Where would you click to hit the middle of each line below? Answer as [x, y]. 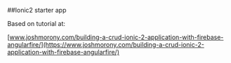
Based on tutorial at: [36, 23]
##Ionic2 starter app [37, 10]
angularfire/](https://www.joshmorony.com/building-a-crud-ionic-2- [106, 44]
